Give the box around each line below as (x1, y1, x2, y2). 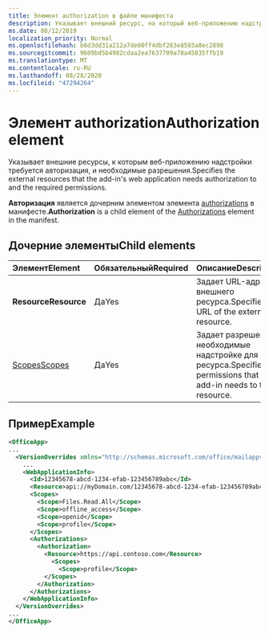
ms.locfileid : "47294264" (8, 79, 94, 87)
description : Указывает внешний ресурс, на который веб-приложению (8, 19, 239, 27)
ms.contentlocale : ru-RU (8, 64, 91, 72)
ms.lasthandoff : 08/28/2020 (8, 71, 102, 80)
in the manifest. (8, 215, 60, 225)
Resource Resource (12, 296, 86, 308)
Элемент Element (12, 263, 81, 274)
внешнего (195, 286, 235, 297)
